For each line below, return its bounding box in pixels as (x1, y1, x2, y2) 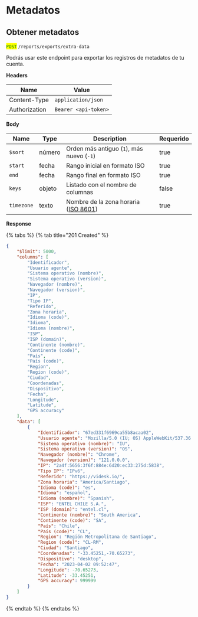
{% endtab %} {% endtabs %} (6, 605, 80, 612)
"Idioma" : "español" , (37, 490, 91, 496)
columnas (66, 188, 94, 196)
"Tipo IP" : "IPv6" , (37, 468, 85, 474)
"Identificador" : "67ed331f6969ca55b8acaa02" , (37, 429, 154, 436)
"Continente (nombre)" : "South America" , (37, 512, 141, 518)
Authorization (9, 106, 47, 113)
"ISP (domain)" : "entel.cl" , (37, 507, 110, 512)
